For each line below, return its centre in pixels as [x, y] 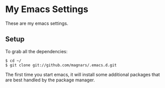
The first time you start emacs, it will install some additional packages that [82, 74]
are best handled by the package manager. [50, 80]
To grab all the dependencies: [36, 51]
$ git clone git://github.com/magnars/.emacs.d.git [61, 65]
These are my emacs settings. [37, 23]
